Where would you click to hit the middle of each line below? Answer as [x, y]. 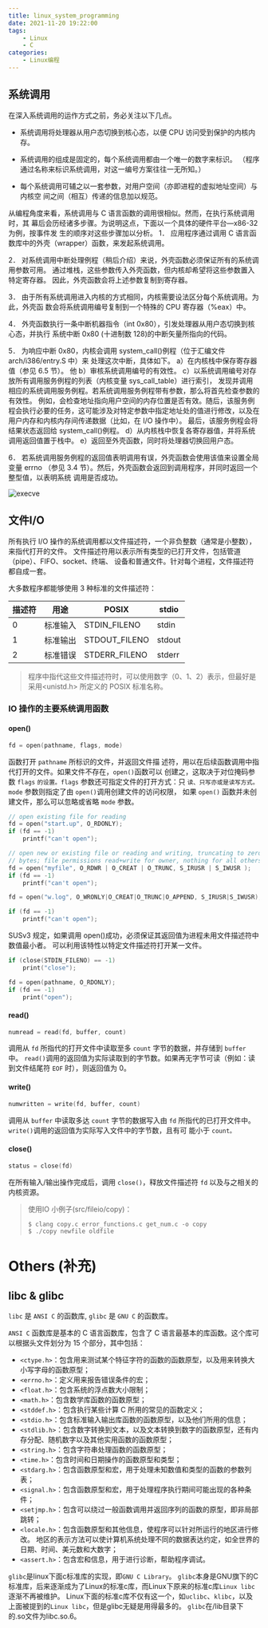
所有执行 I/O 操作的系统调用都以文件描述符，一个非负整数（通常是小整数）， [132, 541]
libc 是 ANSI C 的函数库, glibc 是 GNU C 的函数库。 [91, 1316]
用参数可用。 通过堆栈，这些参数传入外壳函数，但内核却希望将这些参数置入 [132, 270]
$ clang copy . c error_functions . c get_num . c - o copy [117, 1224]
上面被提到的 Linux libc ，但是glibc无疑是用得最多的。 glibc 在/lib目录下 [126, 1606]
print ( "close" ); [50, 968]
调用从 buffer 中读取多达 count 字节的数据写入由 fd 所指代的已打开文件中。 [132, 1120]
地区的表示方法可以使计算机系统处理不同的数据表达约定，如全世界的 [148, 1539]
